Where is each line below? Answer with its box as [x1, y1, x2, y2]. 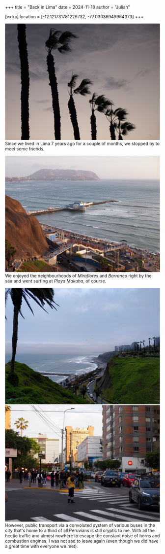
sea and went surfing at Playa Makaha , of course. [5, 278, 107, 284]
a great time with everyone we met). [5, 543, 79, 549]
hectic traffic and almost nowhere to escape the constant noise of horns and [5, 533, 160, 539]
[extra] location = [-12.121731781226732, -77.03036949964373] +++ [5, 14, 144, 19]
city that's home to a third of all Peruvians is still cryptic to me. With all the [5, 527, 155, 533]
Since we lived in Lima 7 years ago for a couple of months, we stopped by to [5, 140, 160, 146]
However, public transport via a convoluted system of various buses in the [5, 522, 156, 528]
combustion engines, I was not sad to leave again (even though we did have [5, 538, 159, 544]
